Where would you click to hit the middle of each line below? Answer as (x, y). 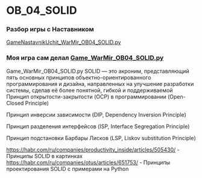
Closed (15, 103)
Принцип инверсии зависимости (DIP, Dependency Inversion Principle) (96, 114)
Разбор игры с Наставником (50, 29)
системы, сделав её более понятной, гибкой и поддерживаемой (90, 90)
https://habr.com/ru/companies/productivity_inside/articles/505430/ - (93, 149)
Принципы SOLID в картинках (45, 156)
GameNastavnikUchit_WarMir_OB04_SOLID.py (64, 42)
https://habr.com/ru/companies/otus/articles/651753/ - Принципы (88, 162)
